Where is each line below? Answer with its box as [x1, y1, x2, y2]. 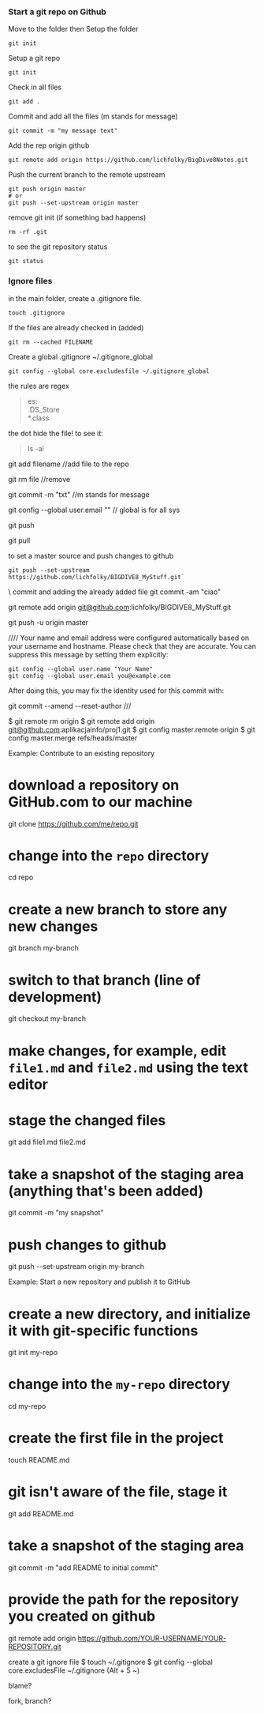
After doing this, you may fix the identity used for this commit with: [8, 686, 225, 695]
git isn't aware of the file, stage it [8, 1483, 228, 1501]
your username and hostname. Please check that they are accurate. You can [8, 641, 257, 650]
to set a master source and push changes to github [8, 551, 174, 560]
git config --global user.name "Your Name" [8, 664, 154, 673]
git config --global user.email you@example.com [8, 672, 171, 680]
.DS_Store [27, 405, 61, 414]
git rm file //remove [8, 474, 71, 484]
